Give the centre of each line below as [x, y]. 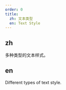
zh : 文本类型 [21, 18]
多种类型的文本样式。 [26, 55]
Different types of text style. [33, 82]
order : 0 [14, 9]
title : [12, 14]
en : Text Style [25, 23]
